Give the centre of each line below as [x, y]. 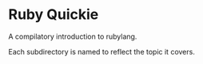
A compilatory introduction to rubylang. [73, 36]
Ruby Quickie [54, 15]
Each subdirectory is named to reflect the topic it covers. [102, 51]
